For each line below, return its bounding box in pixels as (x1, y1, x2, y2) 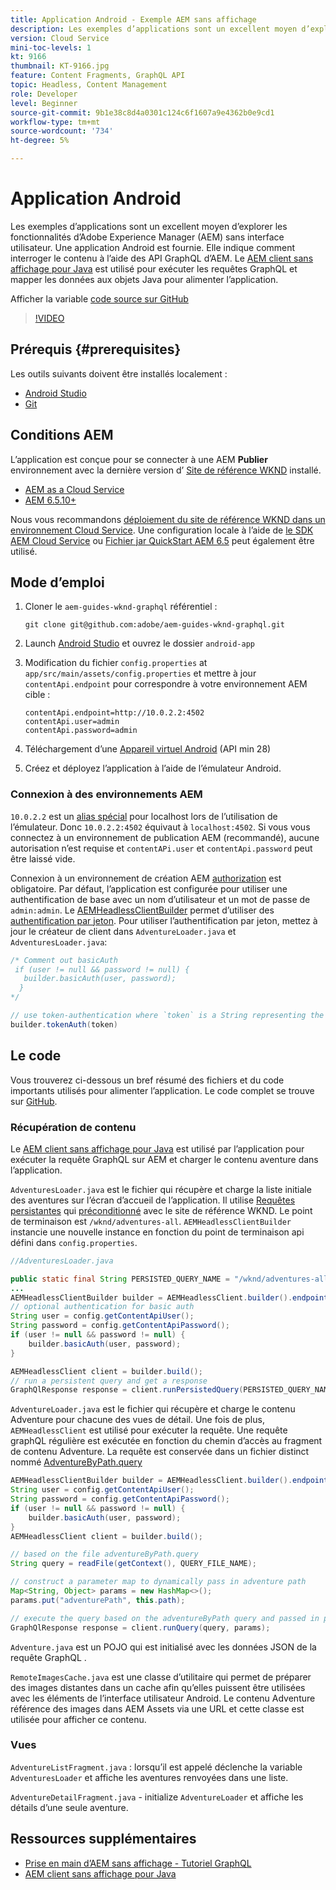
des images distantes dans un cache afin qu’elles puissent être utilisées (10, 1681, 306, 1693)
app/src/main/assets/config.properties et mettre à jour (24, 667, 257, 680)
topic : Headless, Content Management (10, 80, 168, 90)
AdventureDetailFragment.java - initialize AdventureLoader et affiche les (10, 1791, 304, 1803)
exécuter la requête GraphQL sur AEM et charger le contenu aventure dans (10, 1153, 319, 1165)
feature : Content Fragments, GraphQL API (10, 71, 186, 81)
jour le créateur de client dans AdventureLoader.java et (10, 925, 237, 937)
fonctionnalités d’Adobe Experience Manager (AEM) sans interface (10, 231, 285, 243)
